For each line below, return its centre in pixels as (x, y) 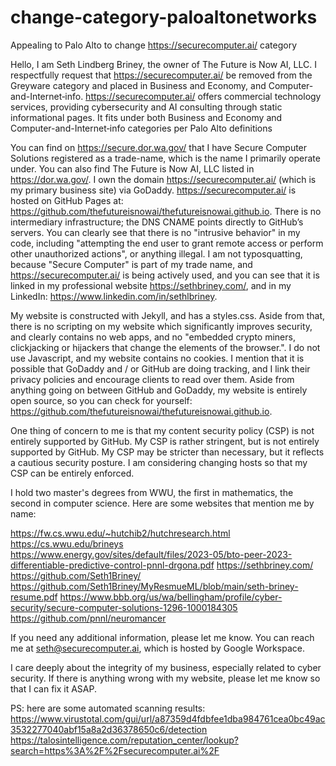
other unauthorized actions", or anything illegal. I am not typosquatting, (156, 253)
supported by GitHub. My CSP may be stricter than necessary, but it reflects (167, 452)
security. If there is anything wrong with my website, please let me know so (165, 678)
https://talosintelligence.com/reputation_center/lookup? (124, 740)
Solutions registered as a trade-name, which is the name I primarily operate (165, 158)
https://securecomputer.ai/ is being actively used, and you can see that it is (165, 275)
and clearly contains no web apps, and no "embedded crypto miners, (153, 337)
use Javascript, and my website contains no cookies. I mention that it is (157, 358)
